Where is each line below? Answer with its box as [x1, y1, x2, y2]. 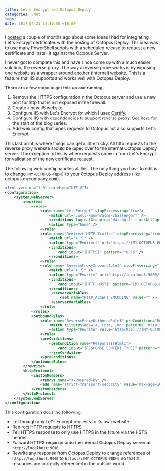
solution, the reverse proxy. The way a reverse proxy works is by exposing [5, 65, 156, 71]
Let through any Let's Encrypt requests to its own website [12, 419, 129, 425]
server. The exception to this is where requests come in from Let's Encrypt [5, 151, 156, 157]
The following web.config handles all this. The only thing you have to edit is [5, 166, 158, 172]
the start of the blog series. [12, 120, 67, 126]
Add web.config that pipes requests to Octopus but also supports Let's [12, 126, 156, 132]
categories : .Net [5, 12, 41, 17]
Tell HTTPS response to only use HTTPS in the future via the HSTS [12, 429, 147, 435]
